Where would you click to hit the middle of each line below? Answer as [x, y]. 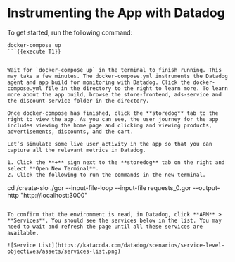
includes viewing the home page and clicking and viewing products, [110, 125]
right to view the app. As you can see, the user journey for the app [113, 119]
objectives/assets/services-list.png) [64, 251]
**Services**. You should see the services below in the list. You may [114, 220]
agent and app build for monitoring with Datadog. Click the [99, 82]
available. [23, 233]
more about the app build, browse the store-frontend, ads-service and [114, 94]
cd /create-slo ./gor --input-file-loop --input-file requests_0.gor [99, 187]
